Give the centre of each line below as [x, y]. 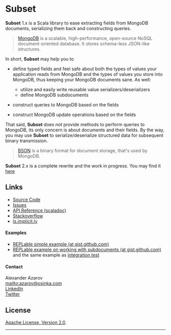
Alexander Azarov [24, 278]
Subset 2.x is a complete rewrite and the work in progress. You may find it [83, 165]
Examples [16, 233]
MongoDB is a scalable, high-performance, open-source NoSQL [85, 38]
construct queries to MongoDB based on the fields [66, 104]
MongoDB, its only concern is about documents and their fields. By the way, [85, 130]
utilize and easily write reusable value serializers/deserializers [85, 89]
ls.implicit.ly [25, 221]
